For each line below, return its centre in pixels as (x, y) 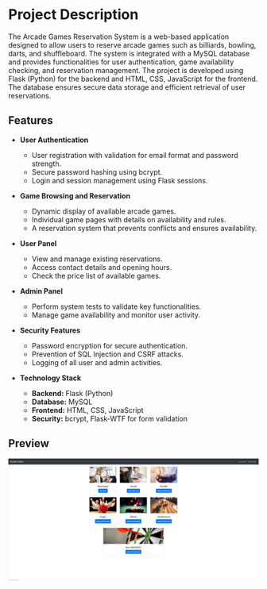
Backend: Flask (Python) (72, 393)
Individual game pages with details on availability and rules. (129, 219)
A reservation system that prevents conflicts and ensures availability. (144, 228)
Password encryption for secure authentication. (110, 345)
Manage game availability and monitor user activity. (116, 314)
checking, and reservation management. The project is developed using (126, 70)
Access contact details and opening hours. (102, 267)
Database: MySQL (62, 402)
